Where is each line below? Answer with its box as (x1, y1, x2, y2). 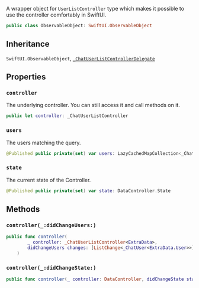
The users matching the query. (6, 139, 81, 146)
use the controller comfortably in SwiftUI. (6, 11, 107, 18)
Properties (6, 72, 46, 82)
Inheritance (6, 39, 50, 49)
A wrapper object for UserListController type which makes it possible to (6, 5, 185, 12)
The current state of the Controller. (6, 176, 91, 183)
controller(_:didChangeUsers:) (6, 222, 97, 228)
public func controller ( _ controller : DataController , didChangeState (6, 276, 184, 283)
